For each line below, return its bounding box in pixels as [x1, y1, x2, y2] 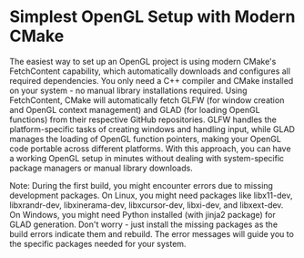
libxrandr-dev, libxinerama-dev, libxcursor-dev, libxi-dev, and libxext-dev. [9, 199, 284, 211]
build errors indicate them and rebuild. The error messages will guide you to [9, 228, 294, 239]
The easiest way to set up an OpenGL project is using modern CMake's [9, 56, 277, 67]
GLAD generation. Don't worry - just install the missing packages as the [9, 219, 279, 230]
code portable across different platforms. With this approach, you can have [9, 143, 291, 154]
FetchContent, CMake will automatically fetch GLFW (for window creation [9, 94, 285, 106]
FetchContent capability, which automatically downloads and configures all [9, 66, 291, 77]
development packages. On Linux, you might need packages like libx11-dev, [9, 190, 293, 201]
